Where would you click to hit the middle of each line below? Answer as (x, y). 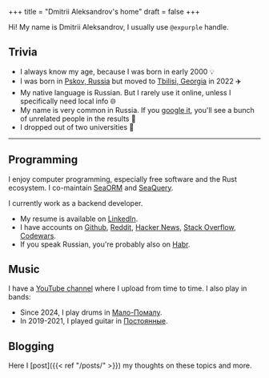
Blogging (31, 346)
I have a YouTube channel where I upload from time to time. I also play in (128, 288)
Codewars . (38, 235)
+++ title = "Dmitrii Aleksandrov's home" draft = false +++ (104, 12)
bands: (20, 297)
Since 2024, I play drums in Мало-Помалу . (91, 312)
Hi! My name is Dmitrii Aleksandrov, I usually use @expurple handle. (119, 27)
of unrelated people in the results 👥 (78, 119)
